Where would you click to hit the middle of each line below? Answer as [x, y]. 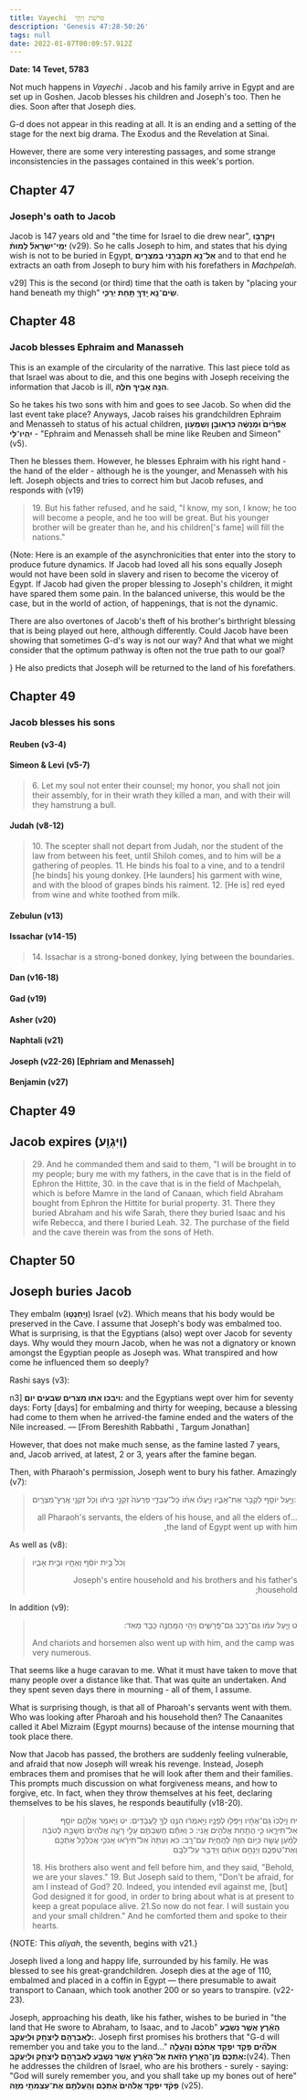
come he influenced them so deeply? [79, 1362]
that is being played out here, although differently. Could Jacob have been [149, 631]
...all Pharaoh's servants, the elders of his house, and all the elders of [167, 1517]
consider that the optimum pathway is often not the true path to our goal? [148, 650]
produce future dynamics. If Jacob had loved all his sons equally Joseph [146, 564]
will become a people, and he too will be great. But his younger [150, 517]
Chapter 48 [42, 321]
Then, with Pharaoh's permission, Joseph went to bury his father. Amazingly [153, 1471]
